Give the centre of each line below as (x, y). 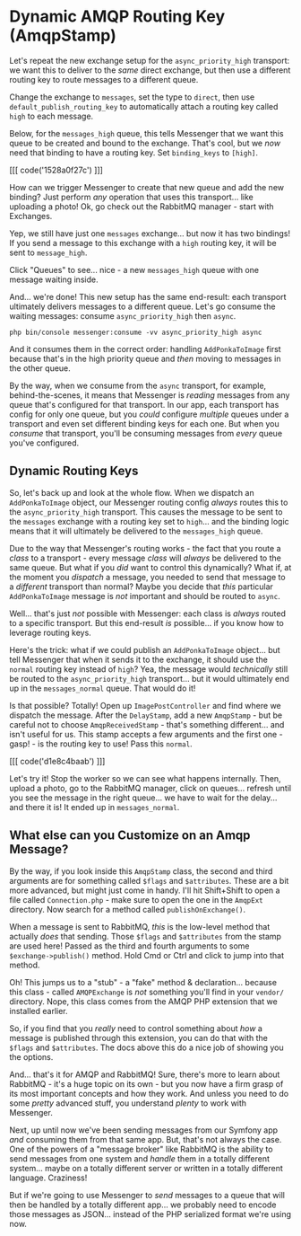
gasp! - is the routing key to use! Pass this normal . (101, 744)
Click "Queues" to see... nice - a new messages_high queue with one (134, 269)
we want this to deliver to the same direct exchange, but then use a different (150, 70)
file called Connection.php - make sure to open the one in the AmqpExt (136, 899)
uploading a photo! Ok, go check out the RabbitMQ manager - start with (142, 206)
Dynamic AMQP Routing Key (117, 17)
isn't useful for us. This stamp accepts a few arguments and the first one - (146, 734)
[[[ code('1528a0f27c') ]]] (56, 170)
